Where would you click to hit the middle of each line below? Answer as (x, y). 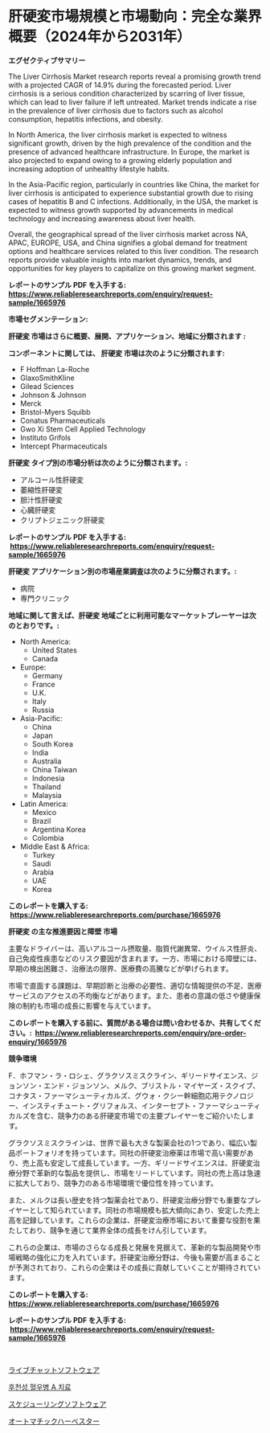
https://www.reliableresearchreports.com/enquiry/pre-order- (141, 1033)
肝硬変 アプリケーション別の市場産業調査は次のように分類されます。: (123, 571)
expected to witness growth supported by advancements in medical (121, 210)
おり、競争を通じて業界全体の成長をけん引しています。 (120, 1230)
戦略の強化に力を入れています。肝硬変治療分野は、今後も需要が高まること (138, 1257)
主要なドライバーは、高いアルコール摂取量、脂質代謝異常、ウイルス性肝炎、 (135, 948)
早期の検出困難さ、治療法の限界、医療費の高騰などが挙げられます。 (121, 968)
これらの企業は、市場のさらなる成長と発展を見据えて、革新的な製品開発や (131, 1247)
